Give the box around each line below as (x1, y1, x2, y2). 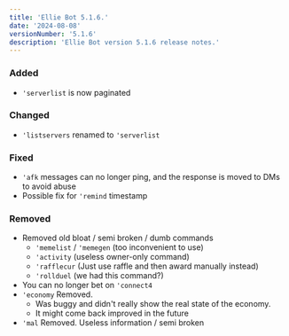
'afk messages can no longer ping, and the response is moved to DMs (21, 172, 281, 183)
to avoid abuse (21, 181, 77, 191)
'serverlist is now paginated (21, 87, 131, 98)
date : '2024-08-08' (9, 21, 82, 30)
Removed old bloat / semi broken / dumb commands (21, 232, 215, 244)
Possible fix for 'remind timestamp (21, 191, 148, 201)
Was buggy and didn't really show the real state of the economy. (35, 299, 271, 309)
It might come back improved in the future (35, 308, 189, 319)
